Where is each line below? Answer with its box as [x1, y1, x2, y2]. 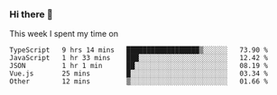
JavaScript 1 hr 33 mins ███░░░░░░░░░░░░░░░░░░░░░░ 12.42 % [9, 54, 269, 63]
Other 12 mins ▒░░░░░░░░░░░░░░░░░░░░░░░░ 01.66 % [9, 77, 269, 86]
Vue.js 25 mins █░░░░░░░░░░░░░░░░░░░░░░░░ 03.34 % [9, 69, 269, 79]
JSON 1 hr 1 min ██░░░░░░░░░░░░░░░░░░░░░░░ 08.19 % [9, 62, 269, 71]
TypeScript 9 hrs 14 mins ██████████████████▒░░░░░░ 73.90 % [9, 46, 269, 55]
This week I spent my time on [9, 29, 119, 39]
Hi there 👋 [9, 8, 54, 21]
